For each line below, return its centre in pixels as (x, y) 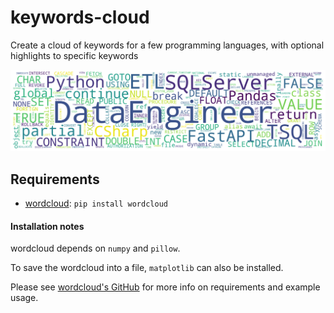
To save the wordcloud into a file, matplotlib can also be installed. (147, 268)
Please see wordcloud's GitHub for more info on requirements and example (165, 287)
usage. (24, 298)
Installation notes (47, 226)
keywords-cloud (80, 17)
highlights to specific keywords (74, 55)
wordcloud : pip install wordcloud (96, 203)
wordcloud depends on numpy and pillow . (95, 248)
